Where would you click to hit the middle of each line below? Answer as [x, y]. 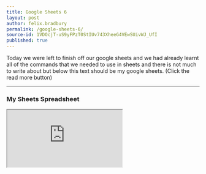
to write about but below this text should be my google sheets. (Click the [98, 71]
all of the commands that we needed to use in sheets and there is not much [101, 64]
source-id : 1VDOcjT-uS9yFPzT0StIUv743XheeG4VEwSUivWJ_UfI [82, 35]
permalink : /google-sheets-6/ [45, 29]
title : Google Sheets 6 [37, 12]
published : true [27, 40]
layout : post [23, 18]
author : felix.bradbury [37, 23]
